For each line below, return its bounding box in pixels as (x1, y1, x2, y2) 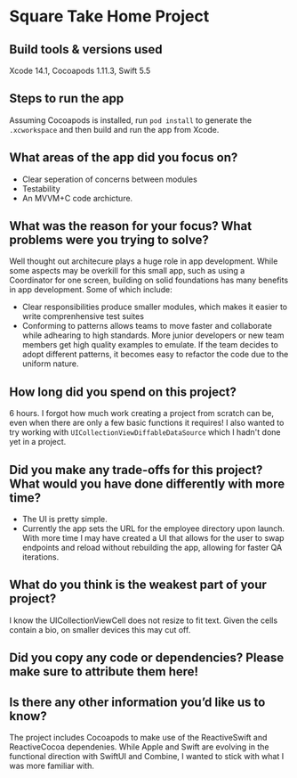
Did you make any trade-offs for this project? (9, 462, 263, 478)
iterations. (21, 552, 60, 562)
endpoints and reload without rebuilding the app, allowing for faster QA (21, 542, 283, 553)
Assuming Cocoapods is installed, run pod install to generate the (9, 114, 252, 126)
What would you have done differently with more (9, 476, 285, 491)
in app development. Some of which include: (9, 284, 173, 295)
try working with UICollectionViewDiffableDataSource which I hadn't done (9, 427, 281, 438)
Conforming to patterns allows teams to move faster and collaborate (21, 321, 273, 332)
